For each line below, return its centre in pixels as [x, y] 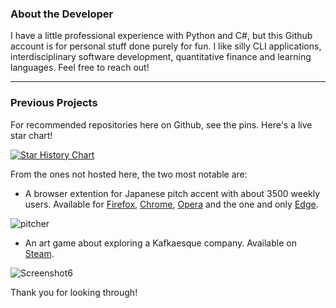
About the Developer [62, 14]
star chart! [31, 135]
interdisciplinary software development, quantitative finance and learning [161, 57]
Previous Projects [54, 103]
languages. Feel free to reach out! [80, 68]
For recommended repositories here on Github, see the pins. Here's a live [161, 124]
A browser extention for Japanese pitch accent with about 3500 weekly [172, 193]
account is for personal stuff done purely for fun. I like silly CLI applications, [166, 46]
